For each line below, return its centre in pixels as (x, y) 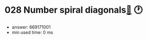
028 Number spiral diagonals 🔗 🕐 (74, 10)
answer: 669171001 (31, 27)
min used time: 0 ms (32, 32)
